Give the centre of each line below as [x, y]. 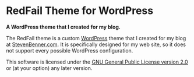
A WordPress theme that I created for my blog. [64, 27]
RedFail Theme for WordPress [80, 11]
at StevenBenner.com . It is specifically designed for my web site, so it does [96, 44]
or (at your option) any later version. [49, 68]
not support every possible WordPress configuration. [70, 50]
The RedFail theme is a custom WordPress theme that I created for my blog [96, 38]
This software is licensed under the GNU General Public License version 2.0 [97, 62]
